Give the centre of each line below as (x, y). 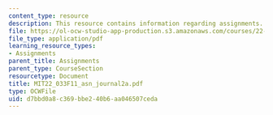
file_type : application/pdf (56, 38)
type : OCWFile (32, 91)
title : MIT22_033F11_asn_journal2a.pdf (76, 83)
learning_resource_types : (52, 46)
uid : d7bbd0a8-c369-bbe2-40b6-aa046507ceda (83, 99)
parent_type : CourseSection (56, 69)
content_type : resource (49, 16)
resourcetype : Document (49, 76)
